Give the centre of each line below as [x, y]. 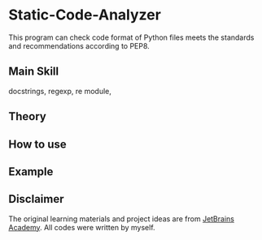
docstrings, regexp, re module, [60, 91]
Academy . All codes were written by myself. [82, 227]
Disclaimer [36, 199]
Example [31, 171]
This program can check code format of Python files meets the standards [131, 37]
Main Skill [34, 72]
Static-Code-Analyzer [85, 15]
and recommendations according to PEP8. [79, 45]
